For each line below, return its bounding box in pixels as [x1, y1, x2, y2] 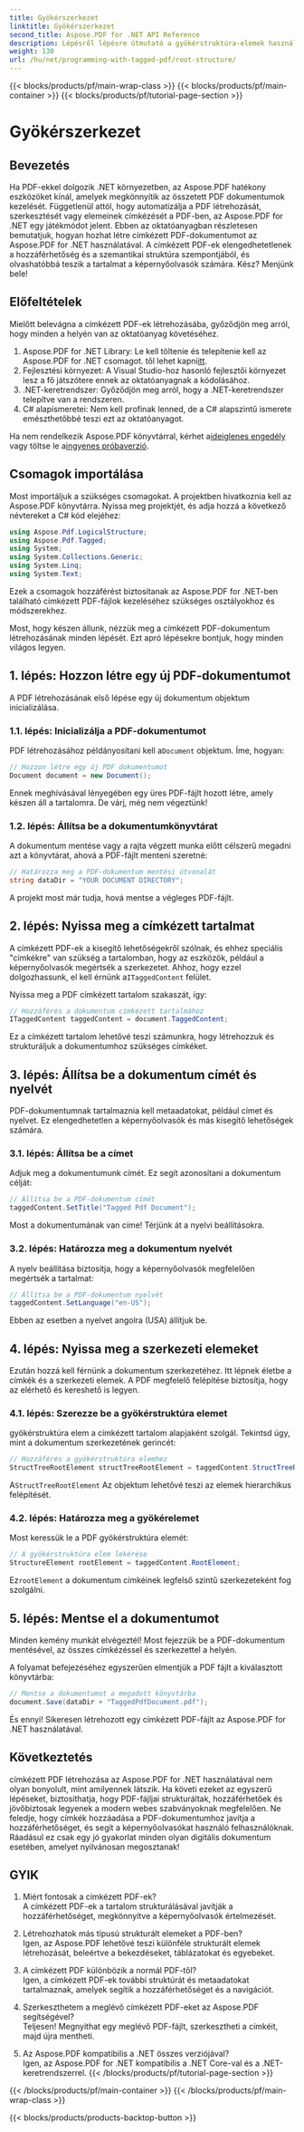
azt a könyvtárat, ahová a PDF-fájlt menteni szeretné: [9, 850, 208, 861]
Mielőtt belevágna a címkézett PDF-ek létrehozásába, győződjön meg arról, [9, 318, 290, 329]
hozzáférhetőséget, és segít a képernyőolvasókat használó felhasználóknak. [9, 1822, 295, 1833]
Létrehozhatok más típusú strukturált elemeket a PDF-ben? [22, 1928, 242, 1939]
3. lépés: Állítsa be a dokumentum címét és [9, 1066, 257, 1083]
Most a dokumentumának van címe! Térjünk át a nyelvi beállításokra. [9, 1220, 265, 1230]
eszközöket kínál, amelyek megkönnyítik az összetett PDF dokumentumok [9, 191, 285, 202]
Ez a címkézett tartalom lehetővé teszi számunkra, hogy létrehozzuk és [9, 1031, 274, 1042]
